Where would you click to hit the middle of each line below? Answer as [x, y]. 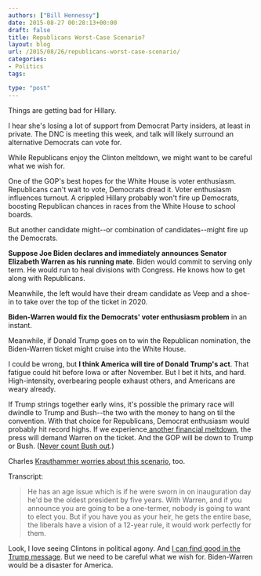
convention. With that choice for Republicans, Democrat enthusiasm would [129, 421]
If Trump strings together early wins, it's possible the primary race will [121, 404]
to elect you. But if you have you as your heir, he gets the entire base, [139, 516]
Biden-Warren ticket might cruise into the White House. [97, 348]
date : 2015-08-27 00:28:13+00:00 [63, 23]
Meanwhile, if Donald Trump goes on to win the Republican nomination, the [129, 340]
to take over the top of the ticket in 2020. [82, 301]
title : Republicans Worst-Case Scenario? [77, 37]
